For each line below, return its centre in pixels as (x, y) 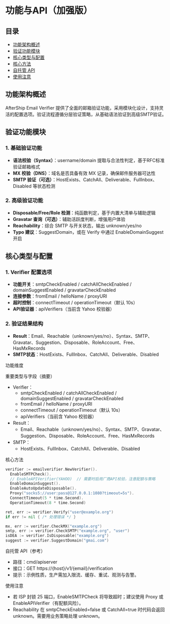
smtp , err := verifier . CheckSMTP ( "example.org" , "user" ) (68, 531)
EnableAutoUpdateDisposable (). (43, 489)
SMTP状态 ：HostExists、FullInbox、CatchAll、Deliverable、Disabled (86, 354)
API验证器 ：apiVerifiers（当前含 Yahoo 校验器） (63, 309)
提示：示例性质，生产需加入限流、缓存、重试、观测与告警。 (76, 575)
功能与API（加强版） (49, 11)
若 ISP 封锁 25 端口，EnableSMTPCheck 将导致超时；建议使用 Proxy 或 (88, 597)
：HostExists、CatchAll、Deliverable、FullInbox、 (105, 179)
